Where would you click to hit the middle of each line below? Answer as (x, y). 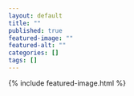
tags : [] (23, 61)
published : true (35, 30)
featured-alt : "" (37, 46)
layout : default (35, 16)
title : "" (25, 23)
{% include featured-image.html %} (67, 83)
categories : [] (34, 53)
